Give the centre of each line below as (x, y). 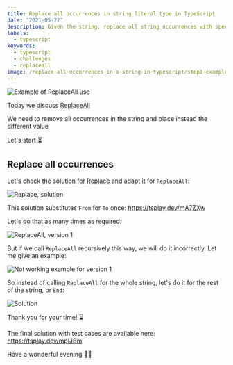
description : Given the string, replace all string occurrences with (110, 26)
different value (28, 126)
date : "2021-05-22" (35, 20)
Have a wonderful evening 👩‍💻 (50, 355)
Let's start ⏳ (25, 140)
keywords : (21, 46)
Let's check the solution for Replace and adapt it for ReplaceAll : (98, 181)
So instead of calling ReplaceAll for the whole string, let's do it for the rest (113, 283)
